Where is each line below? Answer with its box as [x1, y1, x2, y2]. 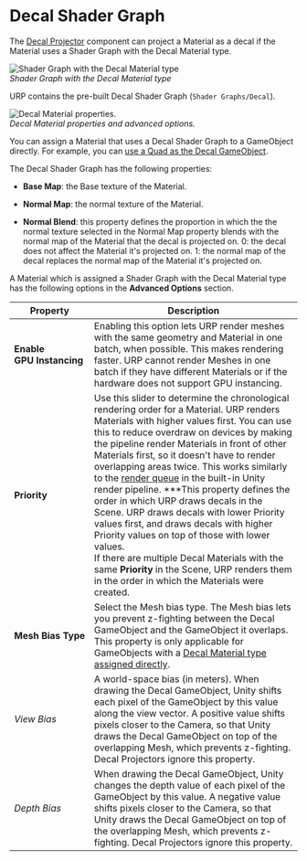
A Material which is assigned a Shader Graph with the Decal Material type [9, 272, 287, 283]
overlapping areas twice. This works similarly [94, 460, 288, 473]
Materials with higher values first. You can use [94, 414, 292, 427]
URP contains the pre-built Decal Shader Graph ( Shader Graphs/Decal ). [9, 90, 276, 101]
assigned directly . [94, 657, 171, 670]
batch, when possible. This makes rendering [94, 342, 284, 355]
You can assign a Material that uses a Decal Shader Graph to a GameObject [9, 135, 294, 146]
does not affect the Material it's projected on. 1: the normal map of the [22, 245, 286, 256]
